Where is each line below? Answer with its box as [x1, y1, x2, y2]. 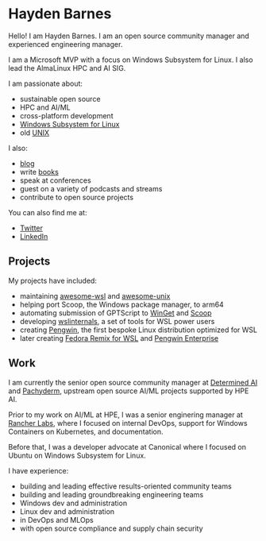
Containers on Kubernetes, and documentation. [8, 427, 164, 436]
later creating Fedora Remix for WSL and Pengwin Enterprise [19, 333, 219, 342]
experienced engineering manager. [8, 39, 123, 48]
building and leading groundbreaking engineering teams [19, 489, 204, 499]
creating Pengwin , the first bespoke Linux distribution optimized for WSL [19, 325, 258, 334]
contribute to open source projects [19, 192, 133, 202]
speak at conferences [19, 176, 91, 185]
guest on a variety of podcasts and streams [19, 184, 163, 193]
